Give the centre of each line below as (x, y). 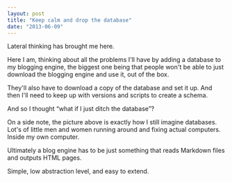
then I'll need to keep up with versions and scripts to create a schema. (108, 95)
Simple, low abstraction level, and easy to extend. (78, 172)
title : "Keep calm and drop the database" (69, 20)
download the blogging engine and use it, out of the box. (88, 74)
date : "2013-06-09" (35, 26)
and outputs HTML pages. (44, 158)
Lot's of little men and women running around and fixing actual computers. (114, 130)
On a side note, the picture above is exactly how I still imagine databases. (112, 122)
